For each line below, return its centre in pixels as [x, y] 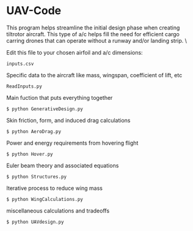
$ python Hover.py [30, 154]
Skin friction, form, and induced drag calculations [68, 120]
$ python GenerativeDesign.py [45, 109]
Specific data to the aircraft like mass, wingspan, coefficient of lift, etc [94, 75]
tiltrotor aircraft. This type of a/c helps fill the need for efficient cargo [93, 34]
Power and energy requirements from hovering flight [72, 143]
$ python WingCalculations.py [45, 199]
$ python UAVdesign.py [35, 222]
